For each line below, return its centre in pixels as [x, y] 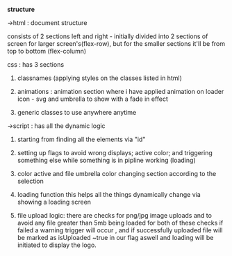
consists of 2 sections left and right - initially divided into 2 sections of [108, 36]
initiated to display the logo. [57, 245]
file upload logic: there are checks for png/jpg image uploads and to [114, 215]
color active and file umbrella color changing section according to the [117, 174]
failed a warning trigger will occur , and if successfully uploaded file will [120, 230]
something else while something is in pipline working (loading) [106, 160]
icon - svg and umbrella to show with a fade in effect [93, 99]
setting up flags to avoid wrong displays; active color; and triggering [115, 153]
